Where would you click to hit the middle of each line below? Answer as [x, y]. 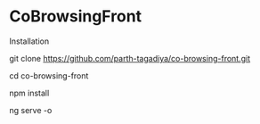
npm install [29, 93]
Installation [29, 41]
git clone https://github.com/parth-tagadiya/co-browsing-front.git [130, 58]
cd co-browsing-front [49, 75]
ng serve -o [31, 110]
